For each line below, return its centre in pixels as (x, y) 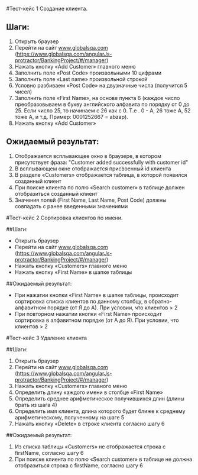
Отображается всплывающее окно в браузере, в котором (88, 156)
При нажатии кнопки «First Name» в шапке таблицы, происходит (97, 295)
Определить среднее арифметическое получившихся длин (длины (100, 398)
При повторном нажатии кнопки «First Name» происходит (88, 314)
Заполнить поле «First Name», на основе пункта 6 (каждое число (97, 98)
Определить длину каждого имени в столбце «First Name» (89, 392)
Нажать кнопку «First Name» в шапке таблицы (73, 272)
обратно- (160, 301)
